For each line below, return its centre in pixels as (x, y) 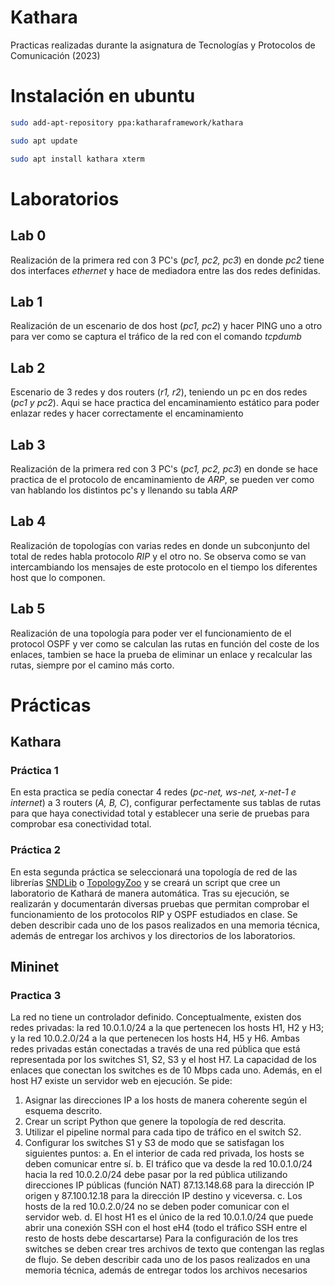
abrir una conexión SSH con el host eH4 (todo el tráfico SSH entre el (166, 1228)
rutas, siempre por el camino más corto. (92, 665)
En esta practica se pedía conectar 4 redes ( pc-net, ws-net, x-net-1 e (153, 792)
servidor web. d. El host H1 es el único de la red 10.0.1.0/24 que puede (169, 1217)
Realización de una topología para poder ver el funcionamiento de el (151, 633)
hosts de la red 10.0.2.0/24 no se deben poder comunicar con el (157, 1207)
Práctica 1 (34, 771)
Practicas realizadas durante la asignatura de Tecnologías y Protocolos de (163, 45)
